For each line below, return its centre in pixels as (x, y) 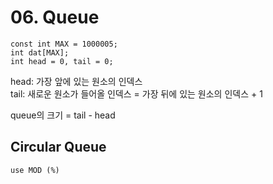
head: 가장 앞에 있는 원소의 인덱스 (76, 81)
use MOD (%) (35, 170)
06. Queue (55, 17)
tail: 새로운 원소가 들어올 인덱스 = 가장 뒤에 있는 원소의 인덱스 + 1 (136, 93)
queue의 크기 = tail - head (63, 115)
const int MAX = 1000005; (64, 44)
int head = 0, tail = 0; (62, 61)
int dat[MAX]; (40, 52)
